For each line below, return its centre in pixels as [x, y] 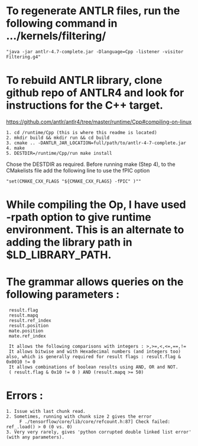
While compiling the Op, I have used [96, 205]
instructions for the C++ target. [85, 105]
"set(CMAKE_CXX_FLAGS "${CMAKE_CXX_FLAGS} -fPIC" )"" [74, 181]
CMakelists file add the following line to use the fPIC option [78, 170]
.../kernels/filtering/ [56, 36]
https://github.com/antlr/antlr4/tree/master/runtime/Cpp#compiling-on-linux [99, 122]
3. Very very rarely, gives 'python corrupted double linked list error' [99, 432]
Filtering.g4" [24, 57]
